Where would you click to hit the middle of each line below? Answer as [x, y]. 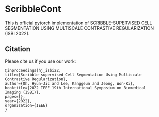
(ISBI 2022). [17, 33]
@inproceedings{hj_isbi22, [33, 70]
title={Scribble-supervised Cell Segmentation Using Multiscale [73, 75]
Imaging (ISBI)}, [23, 92]
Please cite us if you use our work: [41, 61]
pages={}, [15, 97]
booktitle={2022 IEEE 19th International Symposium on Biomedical [76, 88]
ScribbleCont [33, 9]
